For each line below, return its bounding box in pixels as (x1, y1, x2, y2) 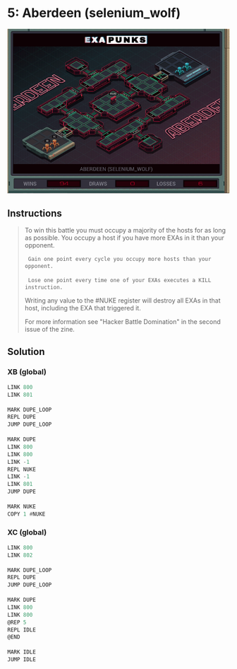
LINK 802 (7, 552, 33, 559)
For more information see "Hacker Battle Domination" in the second (24, 318, 221, 326)
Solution (7, 345, 45, 358)
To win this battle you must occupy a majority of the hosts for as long (24, 226, 226, 235)
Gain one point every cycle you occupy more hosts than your (28, 256, 212, 263)
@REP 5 (7, 619, 27, 626)
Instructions (7, 207, 62, 219)
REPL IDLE (7, 626, 37, 634)
